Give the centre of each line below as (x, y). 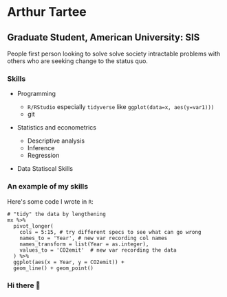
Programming (36, 94)
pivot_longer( (33, 226)
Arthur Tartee (47, 12)
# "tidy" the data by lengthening (57, 214)
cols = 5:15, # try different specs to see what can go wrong (110, 232)
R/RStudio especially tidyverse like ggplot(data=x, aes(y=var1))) (121, 107)
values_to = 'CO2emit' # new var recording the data (98, 250)
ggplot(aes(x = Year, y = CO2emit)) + (69, 262)
